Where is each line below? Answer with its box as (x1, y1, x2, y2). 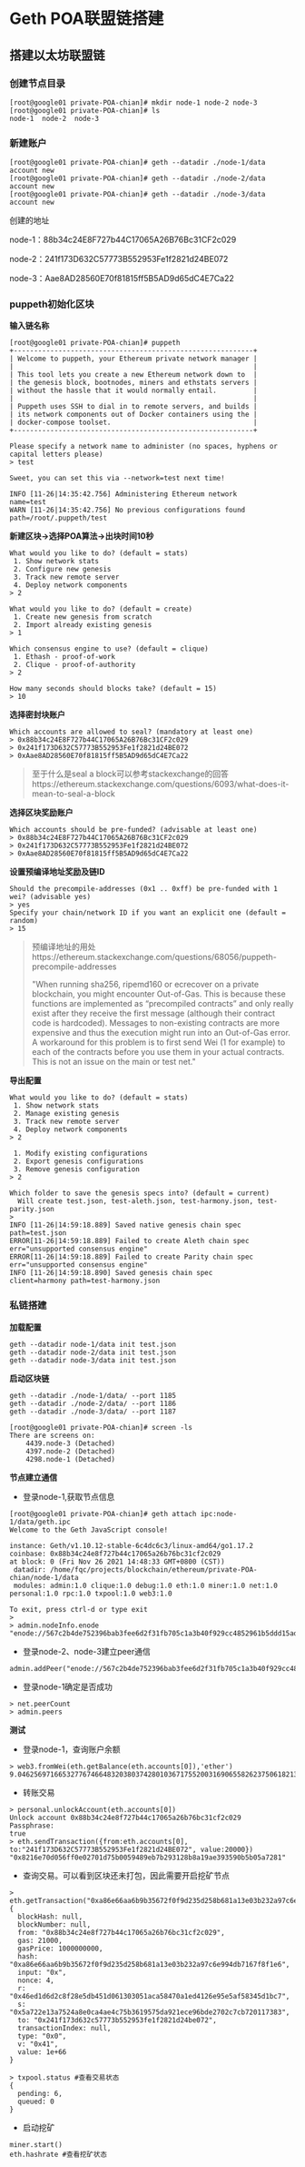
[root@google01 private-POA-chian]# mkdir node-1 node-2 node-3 (9, 97, 258, 107)
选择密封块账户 (9, 709, 65, 720)
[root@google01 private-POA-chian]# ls (9, 106, 161, 115)
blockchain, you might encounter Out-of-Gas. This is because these (31, 988, 286, 999)
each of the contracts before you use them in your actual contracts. (31, 1047, 285, 1058)
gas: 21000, (17, 1936, 64, 1945)
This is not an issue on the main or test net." (31, 1057, 197, 1068)
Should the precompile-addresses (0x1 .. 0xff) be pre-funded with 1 (9, 885, 279, 894)
